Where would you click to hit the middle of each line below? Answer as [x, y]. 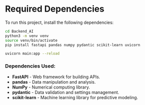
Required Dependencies [55, 9]
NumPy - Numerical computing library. [51, 87]
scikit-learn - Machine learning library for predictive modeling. [75, 97]
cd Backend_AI [19, 31]
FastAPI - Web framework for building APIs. [56, 77]
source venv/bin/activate [31, 40]
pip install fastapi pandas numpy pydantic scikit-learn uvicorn [72, 45]
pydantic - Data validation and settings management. [65, 92]
